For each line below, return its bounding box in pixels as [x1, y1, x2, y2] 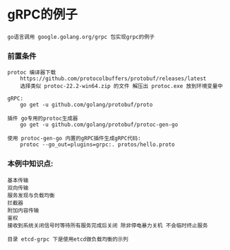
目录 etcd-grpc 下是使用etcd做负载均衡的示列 [7, 235, 128, 243]
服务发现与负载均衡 [7, 192, 55, 199]
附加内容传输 [7, 207, 40, 214]
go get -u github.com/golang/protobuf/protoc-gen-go [20, 121, 178, 128]
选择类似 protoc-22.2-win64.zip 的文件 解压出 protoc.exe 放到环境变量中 [20, 83, 224, 90]
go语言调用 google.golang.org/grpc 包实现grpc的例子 [7, 33, 155, 41]
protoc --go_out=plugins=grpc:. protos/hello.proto [20, 141, 175, 149]
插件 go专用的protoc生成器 [7, 115, 78, 123]
